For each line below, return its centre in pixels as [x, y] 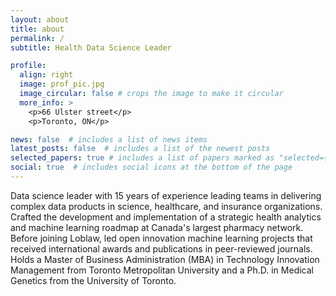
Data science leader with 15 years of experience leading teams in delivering [166, 195]
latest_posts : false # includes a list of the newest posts [140, 149]
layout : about [40, 19]
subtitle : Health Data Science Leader [91, 47]
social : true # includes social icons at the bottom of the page [151, 167]
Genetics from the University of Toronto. [93, 280]
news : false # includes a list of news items [109, 139]
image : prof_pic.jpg [62, 84]
